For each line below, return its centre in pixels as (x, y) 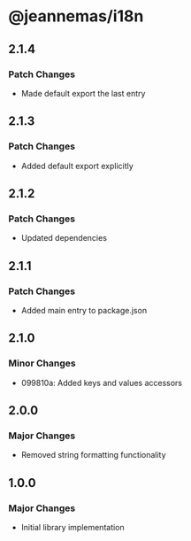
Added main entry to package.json (84, 310)
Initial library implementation (73, 527)
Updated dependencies (64, 238)
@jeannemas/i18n (76, 16)
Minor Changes (42, 363)
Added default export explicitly (77, 166)
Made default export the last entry (83, 93)
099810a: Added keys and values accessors (102, 383)
